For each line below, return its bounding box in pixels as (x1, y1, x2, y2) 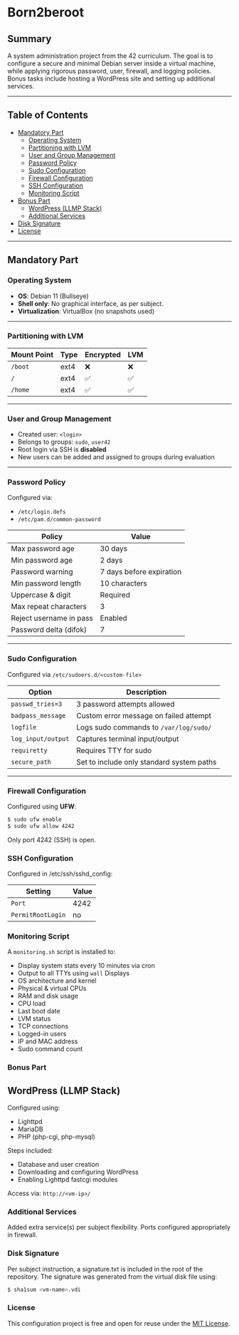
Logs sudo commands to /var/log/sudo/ (75, 722, 212, 732)
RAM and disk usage (17, 992, 78, 1001)
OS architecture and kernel (17, 976, 97, 985)
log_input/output (11, 735, 70, 742)
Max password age (11, 543, 75, 553)
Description (126, 687, 167, 697)
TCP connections (17, 1022, 69, 1030)
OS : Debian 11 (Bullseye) (17, 292, 89, 300)
